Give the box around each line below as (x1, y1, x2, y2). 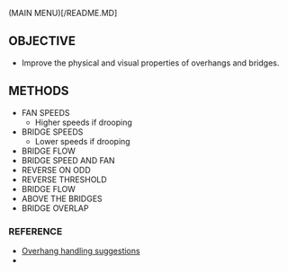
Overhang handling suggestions (21, 245, 140, 256)
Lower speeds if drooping (34, 136, 131, 146)
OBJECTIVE (8, 33, 76, 48)
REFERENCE (8, 224, 63, 237)
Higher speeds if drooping (34, 117, 132, 127)
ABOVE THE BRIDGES (21, 193, 103, 204)
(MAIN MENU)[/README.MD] (8, 8, 118, 18)
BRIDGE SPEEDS (21, 126, 84, 137)
